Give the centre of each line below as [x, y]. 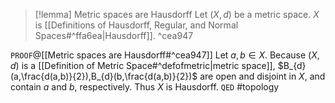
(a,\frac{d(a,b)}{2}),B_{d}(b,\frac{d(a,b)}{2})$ [104, 76]
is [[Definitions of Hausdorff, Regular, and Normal [136, 25]
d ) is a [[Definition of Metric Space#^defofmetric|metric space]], [143, 65]
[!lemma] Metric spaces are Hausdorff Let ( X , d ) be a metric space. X [177, 14]
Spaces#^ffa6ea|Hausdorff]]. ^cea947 [114, 35]
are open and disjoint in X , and [262, 76]
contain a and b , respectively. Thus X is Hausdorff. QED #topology [145, 87]
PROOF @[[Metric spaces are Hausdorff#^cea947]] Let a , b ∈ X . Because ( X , [165, 55]
